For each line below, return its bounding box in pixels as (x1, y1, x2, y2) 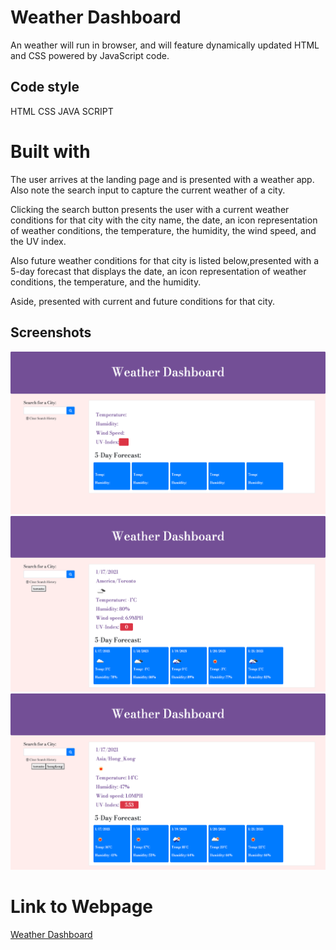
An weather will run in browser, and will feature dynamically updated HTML (10, 39, 320, 51)
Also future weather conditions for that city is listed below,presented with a (10, 254, 320, 266)
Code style (10, 79, 80, 96)
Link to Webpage (10, 896, 154, 918)
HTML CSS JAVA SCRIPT (10, 105, 114, 117)
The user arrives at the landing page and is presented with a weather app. (10, 173, 315, 185)
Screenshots (10, 324, 92, 341)
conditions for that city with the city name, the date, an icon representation (10, 214, 318, 226)
